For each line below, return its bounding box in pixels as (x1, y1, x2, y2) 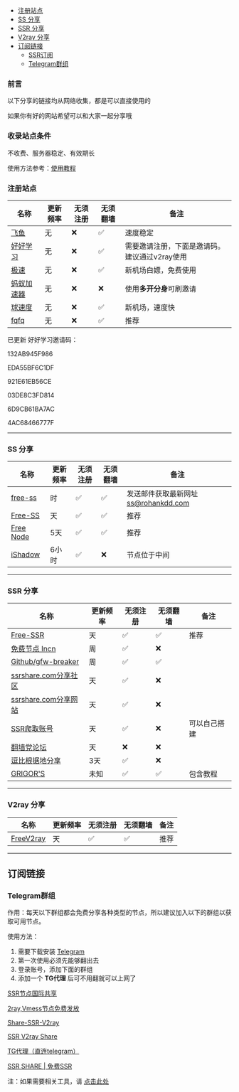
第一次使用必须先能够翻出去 (17, 956, 100, 965)
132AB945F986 (7, 349, 53, 358)
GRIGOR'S (11, 769, 46, 778)
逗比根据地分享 (11, 756, 62, 766)
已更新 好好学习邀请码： (7, 335, 78, 343)
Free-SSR (11, 630, 45, 640)
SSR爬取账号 (11, 724, 53, 734)
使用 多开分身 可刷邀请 (124, 284, 197, 294)
